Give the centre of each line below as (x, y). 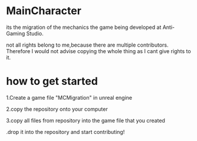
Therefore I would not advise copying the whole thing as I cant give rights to (98, 51)
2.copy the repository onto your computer (57, 109)
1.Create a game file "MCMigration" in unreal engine (69, 97)
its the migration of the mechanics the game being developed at (84, 27)
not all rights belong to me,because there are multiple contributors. (87, 45)
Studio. (35, 33)
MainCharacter (44, 11)
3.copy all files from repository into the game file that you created (86, 120)
